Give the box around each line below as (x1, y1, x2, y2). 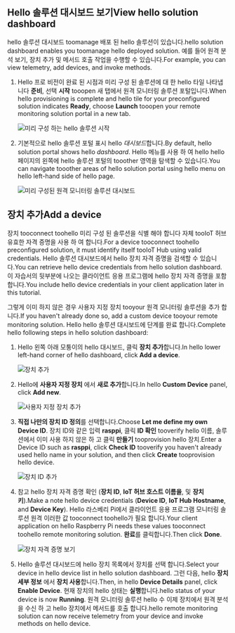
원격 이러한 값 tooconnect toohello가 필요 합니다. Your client (30, 513, 198, 522)
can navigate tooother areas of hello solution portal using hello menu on (17, 164, 226, 172)
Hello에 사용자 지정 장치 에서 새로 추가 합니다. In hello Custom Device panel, (17, 380, 228, 388)
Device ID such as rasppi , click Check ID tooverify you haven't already (17, 442, 222, 452)
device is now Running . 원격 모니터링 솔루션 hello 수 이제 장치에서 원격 (17, 595, 215, 603)
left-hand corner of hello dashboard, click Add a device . (17, 350, 180, 359)
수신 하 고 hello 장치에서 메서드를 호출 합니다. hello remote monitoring (25, 603, 218, 612)
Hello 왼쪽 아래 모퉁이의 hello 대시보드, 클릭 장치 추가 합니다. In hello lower (17, 343, 221, 351)
